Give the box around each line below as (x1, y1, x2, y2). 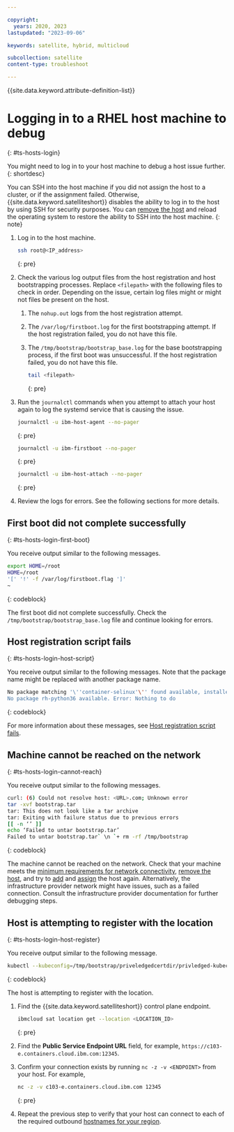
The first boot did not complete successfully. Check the (7, 608, 167, 617)
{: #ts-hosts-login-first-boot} (7, 536, 91, 544)
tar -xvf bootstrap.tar (7, 801, 77, 808)
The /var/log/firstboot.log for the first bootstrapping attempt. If (27, 322, 217, 331)
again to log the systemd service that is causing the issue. (17, 405, 185, 414)
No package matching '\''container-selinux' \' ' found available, (7, 688, 201, 696)
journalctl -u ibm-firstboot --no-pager (17, 444, 136, 452)
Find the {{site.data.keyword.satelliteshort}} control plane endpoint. (17, 1002, 211, 1010)
